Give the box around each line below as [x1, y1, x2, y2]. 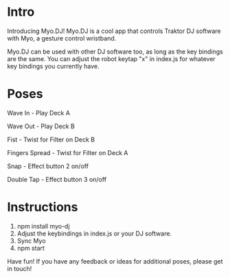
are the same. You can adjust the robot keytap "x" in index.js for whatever [7, 54, 216, 62]
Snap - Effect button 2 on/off [7, 162, 89, 170]
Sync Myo [16, 236, 46, 244]
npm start [16, 244, 45, 252]
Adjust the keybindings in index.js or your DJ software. [16, 229, 172, 238]
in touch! [7, 264, 32, 273]
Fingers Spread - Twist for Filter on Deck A [7, 148, 128, 157]
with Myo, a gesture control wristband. [7, 34, 117, 42]
